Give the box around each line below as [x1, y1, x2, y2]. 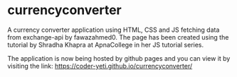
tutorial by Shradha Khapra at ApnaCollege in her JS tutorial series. [7, 40, 204, 49]
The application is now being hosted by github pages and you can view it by [7, 54, 231, 62]
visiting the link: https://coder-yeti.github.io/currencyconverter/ [7, 61, 193, 70]
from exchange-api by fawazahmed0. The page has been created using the [7, 32, 229, 41]
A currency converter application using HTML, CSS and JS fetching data [7, 25, 220, 34]
